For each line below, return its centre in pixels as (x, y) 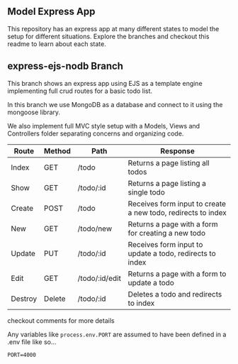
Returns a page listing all (169, 162)
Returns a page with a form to (177, 274)
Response (177, 150)
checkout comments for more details (61, 320)
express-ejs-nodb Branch (66, 66)
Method (57, 150)
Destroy (24, 299)
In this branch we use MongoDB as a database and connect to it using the (115, 104)
